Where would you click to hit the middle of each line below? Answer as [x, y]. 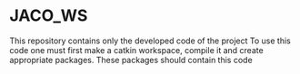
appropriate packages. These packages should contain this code [131, 60]
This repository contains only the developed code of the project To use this [150, 41]
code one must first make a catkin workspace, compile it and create [136, 50]
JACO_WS [49, 16]
